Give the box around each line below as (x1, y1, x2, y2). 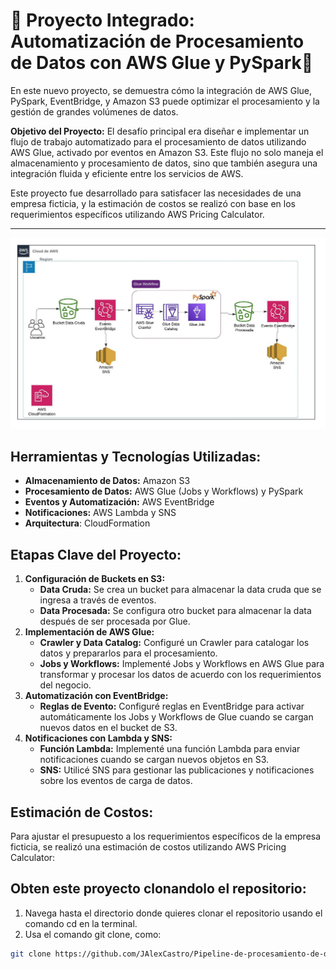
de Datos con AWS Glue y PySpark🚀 (10, 52, 314, 74)
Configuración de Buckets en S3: (24, 573, 166, 585)
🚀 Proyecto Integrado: (10, 9, 195, 32)
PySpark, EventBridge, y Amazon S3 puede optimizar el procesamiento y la (10, 95, 320, 107)
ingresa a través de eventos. (39, 594, 157, 606)
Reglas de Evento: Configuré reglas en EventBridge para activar (39, 700, 305, 713)
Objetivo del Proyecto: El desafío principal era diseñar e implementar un (10, 125, 310, 137)
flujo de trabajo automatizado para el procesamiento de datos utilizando (10, 135, 307, 148)
